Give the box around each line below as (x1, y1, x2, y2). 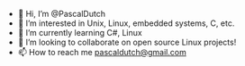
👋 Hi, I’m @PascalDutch (17, 9, 106, 19)
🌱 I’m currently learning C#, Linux (17, 28, 142, 37)
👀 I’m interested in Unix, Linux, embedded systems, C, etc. (17, 18, 235, 29)
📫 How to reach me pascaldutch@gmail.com (17, 47, 186, 57)
